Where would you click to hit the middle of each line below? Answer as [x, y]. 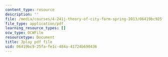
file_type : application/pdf [34, 24]
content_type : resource [30, 10]
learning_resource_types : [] [35, 28]
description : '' [22, 14]
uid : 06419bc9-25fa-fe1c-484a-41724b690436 [51, 47]
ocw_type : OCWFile [24, 33]
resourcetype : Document [30, 38]
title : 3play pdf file [29, 42]
